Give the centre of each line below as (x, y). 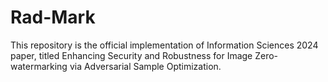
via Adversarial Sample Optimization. (145, 66)
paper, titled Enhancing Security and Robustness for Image (131, 55)
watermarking (39, 66)
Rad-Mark (53, 17)
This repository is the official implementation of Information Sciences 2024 (164, 45)
